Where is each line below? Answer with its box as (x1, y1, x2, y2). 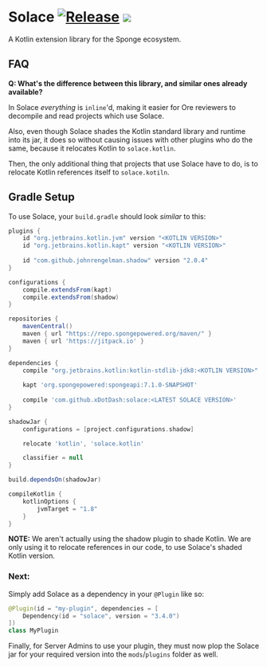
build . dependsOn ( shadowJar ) (8, 476, 102, 484)
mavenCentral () (22, 323, 73, 331)
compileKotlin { (8, 490, 62, 498)
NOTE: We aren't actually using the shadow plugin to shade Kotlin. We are (8, 534, 251, 543)
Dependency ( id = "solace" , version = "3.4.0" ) (22, 612, 180, 620)
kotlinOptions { (22, 497, 77, 505)
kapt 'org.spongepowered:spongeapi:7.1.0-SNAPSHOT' (22, 381, 198, 390)
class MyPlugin (8, 626, 59, 635)
